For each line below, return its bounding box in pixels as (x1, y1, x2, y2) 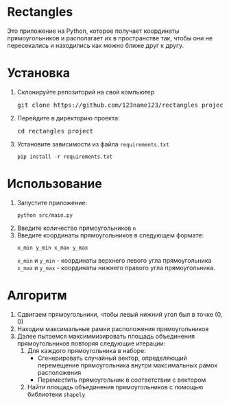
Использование (7, 176, 103, 192)
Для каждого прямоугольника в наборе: (27, 346, 146, 354)
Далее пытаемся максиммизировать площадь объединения (16, 332, 195, 340)
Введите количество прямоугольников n (16, 224, 136, 232)
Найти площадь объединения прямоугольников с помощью (27, 382, 204, 391)
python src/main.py (16, 211, 73, 219)
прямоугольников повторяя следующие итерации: (16, 339, 166, 348)
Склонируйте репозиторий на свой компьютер (16, 88, 155, 96)
